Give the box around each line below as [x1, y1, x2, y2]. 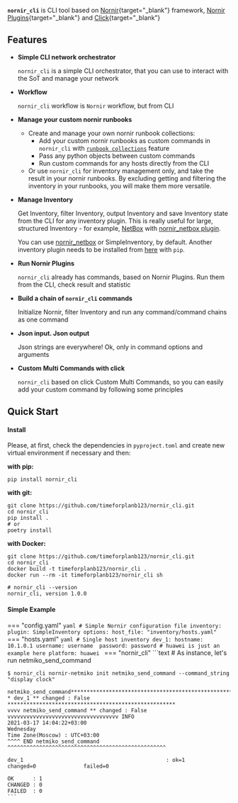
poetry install [7, 527, 52, 534]
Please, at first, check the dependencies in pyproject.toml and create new [7, 441, 225, 450]
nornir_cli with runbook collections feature [38, 144, 170, 152]
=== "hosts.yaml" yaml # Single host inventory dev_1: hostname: [7, 634, 204, 643]
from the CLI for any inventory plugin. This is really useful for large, [17, 216, 214, 225]
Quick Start [7, 406, 59, 418]
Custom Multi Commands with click [17, 364, 125, 372]
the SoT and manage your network [17, 74, 119, 82]
